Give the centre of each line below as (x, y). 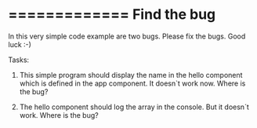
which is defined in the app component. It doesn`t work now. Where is (132, 83)
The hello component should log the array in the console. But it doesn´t (134, 107)
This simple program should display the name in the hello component (131, 75)
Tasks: (19, 60)
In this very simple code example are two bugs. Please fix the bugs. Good (127, 36)
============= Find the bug (112, 15)
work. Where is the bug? (59, 115)
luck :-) (20, 44)
